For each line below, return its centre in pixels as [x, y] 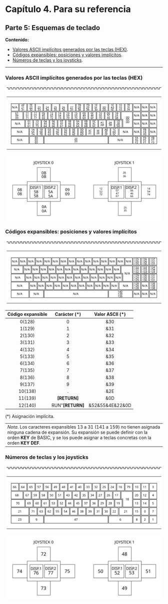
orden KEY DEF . [24, 443]
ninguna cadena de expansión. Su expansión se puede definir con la [77, 432]
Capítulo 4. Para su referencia [68, 9]
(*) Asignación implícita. [30, 416]
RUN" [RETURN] [68, 405]
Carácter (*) [68, 314]
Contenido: [17, 40]
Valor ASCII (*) [110, 314]
